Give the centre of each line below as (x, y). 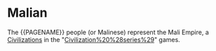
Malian (27, 13)
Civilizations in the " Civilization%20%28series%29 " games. (94, 39)
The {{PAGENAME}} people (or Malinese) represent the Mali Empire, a (108, 32)
